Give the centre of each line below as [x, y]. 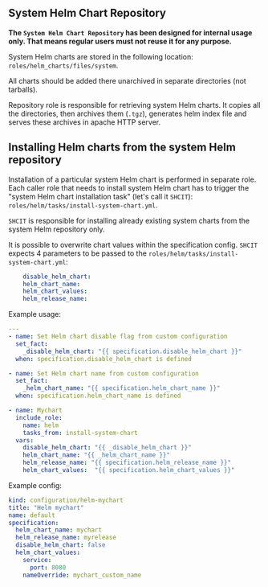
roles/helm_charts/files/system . [63, 65]
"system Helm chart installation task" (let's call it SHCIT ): [101, 196]
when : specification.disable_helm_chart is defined [104, 359]
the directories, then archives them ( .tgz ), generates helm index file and [128, 113]
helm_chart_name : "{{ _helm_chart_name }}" [97, 455]
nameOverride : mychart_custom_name [82, 575]
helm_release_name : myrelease [66, 538]
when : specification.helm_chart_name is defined [98, 396]
